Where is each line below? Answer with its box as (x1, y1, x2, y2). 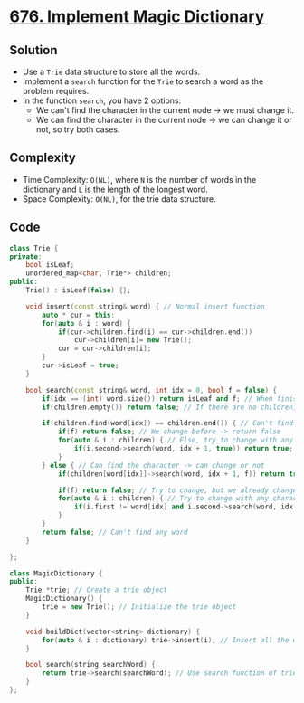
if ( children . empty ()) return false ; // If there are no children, (42, 403, 298, 412)
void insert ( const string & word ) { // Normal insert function (25, 301, 265, 311)
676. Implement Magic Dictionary (9, 6, 265, 27)
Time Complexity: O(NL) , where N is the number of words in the (22, 174, 257, 185)
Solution (9, 43, 58, 58)
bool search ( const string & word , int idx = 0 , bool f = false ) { (25, 385, 278, 394)
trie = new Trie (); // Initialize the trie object (42, 603, 237, 612)
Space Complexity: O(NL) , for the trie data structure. (22, 193, 216, 204)
